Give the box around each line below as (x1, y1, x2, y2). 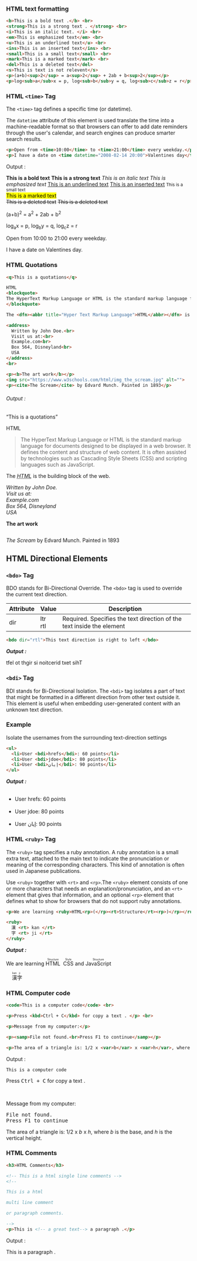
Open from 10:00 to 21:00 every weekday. (6, 235, 107, 242)
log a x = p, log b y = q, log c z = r (6, 222, 78, 230)
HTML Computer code (6, 989, 70, 997)
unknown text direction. (6, 706, 63, 713)
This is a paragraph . (6, 1248, 56, 1255)
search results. (6, 136, 42, 143)
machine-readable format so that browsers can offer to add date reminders (6, 123, 188, 131)
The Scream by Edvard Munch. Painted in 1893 (6, 537, 120, 544)
